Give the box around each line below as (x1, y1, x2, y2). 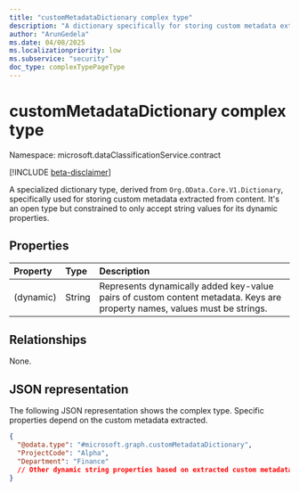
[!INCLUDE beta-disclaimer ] (9, 167, 111, 177)
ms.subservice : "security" (9, 54, 109, 63)
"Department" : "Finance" (17, 456, 109, 466)
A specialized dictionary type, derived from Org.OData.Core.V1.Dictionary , (9, 184, 284, 194)
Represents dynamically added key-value (99, 280, 274, 292)
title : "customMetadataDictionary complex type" (9, 12, 193, 22)
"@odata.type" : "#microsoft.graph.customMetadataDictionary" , (17, 440, 253, 450)
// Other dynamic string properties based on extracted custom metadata (17, 465, 293, 474)
